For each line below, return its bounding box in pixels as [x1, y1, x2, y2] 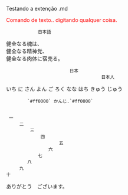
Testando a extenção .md [6, 5, 68, 12]
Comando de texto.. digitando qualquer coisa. [6, 17, 117, 23]
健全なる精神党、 [6, 47, 48, 55]
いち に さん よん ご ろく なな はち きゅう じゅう [6, 85, 123, 92]
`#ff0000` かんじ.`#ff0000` [27, 98, 94, 104]
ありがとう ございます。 [6, 183, 68, 190]
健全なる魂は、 [6, 40, 42, 47]
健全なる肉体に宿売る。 [6, 55, 63, 62]
